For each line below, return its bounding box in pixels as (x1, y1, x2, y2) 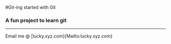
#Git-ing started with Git (5, 5, 56, 10)
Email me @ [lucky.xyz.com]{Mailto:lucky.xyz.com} (5, 33, 113, 39)
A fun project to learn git (5, 17, 67, 24)
